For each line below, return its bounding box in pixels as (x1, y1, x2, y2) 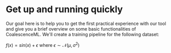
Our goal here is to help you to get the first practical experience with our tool (6, 20, 166, 26)
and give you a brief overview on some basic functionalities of (6, 25, 136, 32)
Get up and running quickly (6, 4, 123, 15)
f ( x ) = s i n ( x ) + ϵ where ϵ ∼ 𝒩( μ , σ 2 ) (6, 41, 80, 48)
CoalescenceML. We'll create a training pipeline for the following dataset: (6, 31, 159, 37)
